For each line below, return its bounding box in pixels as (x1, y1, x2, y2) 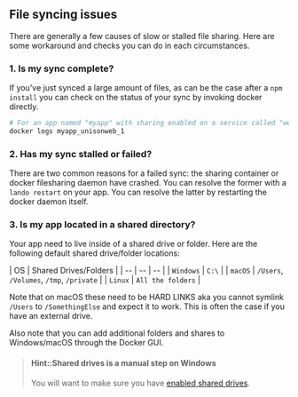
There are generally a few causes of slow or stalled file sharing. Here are (9, 30, 275, 41)
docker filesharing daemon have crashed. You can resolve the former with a (9, 178, 286, 188)
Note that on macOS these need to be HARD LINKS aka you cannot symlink (9, 292, 284, 303)
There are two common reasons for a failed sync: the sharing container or (9, 168, 279, 179)
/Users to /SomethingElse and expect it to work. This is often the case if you (9, 301, 286, 312)
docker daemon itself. (9, 196, 89, 207)
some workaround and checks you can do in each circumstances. (9, 40, 250, 51)
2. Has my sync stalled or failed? (9, 147, 153, 160)
